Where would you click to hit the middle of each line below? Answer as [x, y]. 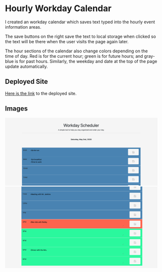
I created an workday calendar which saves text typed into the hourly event [80, 22]
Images [16, 109]
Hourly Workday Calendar [58, 8]
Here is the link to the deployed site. [41, 93]
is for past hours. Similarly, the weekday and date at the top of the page [86, 61]
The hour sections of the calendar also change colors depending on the [76, 51]
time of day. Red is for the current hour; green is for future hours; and [74, 56]
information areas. [23, 27]
